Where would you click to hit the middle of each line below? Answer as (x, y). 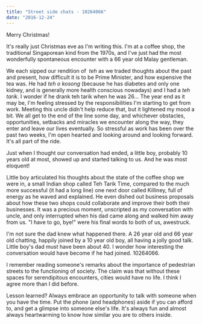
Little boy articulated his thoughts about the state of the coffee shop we (95, 177)
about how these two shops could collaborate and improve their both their (98, 203)
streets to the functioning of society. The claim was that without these (93, 271)
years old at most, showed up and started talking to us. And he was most (97, 159)
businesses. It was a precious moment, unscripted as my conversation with (99, 209)
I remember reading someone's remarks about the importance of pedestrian (101, 264)
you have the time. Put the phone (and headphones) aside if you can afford (99, 302)
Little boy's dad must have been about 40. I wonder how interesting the (95, 246)
